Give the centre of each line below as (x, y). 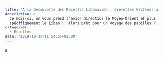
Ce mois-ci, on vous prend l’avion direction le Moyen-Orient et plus (83, 18)
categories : (17, 28)
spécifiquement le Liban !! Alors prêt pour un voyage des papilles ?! (84, 23)
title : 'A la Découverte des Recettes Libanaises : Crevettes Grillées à (82, 9)
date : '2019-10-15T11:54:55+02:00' (41, 37)
